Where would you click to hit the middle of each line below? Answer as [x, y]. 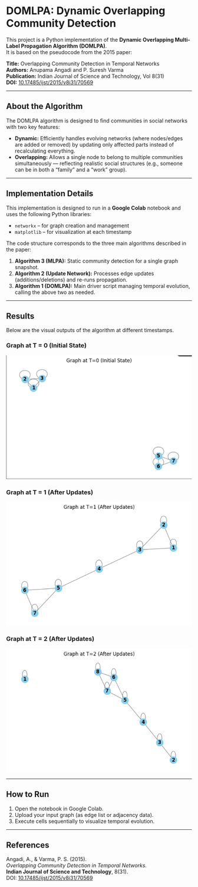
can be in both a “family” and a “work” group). [71, 170]
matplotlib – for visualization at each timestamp [73, 231]
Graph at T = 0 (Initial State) [47, 346]
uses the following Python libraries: [49, 214]
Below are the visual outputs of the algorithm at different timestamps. [90, 330]
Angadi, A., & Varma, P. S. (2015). [47, 859]
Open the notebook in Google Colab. [59, 809]
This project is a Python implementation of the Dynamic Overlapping [90, 39]
